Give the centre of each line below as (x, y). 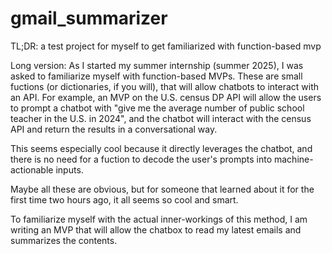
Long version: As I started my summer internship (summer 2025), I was (157, 65)
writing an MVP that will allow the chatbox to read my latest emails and (156, 229)
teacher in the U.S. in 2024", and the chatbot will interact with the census (161, 118)
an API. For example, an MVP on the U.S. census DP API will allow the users (166, 97)
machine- (293, 159)
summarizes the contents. (64, 240)
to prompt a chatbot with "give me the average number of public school (157, 108)
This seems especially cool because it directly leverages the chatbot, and (161, 148)
